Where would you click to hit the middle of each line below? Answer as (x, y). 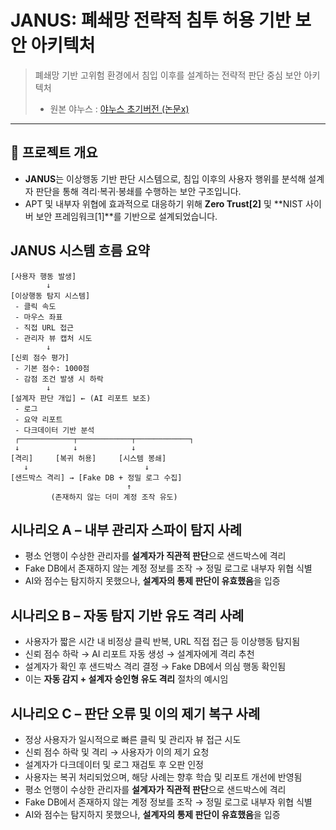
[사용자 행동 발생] (43, 276)
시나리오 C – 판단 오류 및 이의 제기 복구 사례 (135, 713)
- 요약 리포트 (38, 419)
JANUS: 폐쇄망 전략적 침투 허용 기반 (151, 20)
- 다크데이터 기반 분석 (54, 430)
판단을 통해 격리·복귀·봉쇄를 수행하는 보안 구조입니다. (138, 191)
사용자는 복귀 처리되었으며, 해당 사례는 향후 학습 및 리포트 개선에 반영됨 (163, 777)
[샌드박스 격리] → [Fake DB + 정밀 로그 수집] (96, 477)
